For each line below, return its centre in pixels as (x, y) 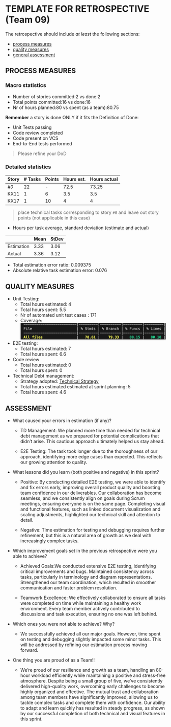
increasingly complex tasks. (49, 541)
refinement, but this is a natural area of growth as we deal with (86, 536)
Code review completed (38, 133)
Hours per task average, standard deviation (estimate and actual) (81, 228)
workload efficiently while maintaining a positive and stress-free (98, 675)
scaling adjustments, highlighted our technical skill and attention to (90, 515)
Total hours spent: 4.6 (43, 392)
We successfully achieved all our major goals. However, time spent (90, 634)
